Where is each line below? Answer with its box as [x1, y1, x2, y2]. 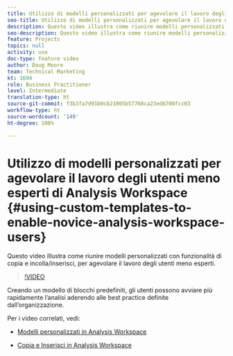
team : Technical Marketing [7, 68, 85, 75]
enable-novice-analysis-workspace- [7, 214, 225, 230]
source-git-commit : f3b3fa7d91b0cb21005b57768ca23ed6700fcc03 [7, 100, 191, 107]
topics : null [7, 42, 45, 49]
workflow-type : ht [7, 107, 60, 114]
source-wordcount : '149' [7, 113, 79, 120]
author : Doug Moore [7, 62, 64, 69]
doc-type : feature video [7, 55, 79, 62]
